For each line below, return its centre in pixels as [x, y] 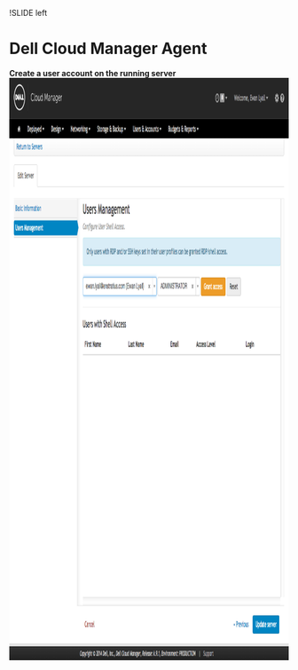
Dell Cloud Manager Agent [108, 49]
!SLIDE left [28, 13]
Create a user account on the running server [93, 73]
